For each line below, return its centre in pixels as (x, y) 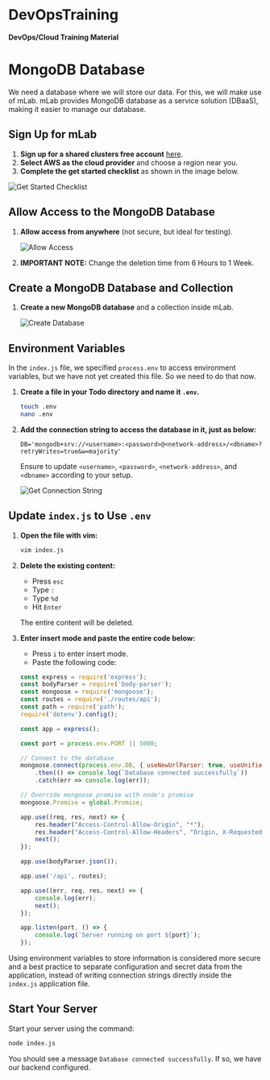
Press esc (48, 581)
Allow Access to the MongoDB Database (112, 212)
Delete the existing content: (67, 565)
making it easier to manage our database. (77, 109)
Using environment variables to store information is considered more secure (135, 958)
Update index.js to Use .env (80, 516)
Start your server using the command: (71, 1028)
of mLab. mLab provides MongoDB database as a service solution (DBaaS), (133, 100)
